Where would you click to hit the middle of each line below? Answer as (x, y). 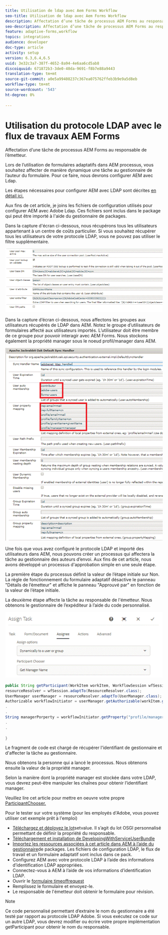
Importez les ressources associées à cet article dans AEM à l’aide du (83, 844)
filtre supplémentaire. (27, 242)
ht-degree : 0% (20, 95)
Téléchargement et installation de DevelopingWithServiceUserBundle (83, 839)
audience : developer (27, 42)
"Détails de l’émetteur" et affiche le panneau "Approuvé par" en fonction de (83, 585)
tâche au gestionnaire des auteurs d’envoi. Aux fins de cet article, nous (78, 559)
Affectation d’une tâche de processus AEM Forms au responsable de (76, 150)
